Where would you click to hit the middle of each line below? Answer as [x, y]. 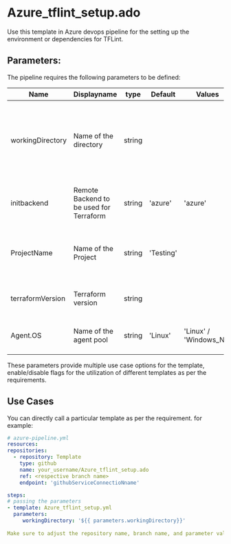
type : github [38, 464]
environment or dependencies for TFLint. [65, 39]
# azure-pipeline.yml [38, 438]
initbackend [30, 203]
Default [163, 94]
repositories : [27, 451]
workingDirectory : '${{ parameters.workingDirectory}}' [104, 521]
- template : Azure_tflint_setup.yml [59, 508]
